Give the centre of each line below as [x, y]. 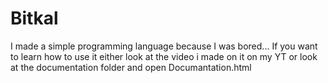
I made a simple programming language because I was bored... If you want [164, 46]
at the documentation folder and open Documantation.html [131, 67]
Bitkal [34, 18]
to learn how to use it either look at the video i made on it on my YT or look [164, 56]
